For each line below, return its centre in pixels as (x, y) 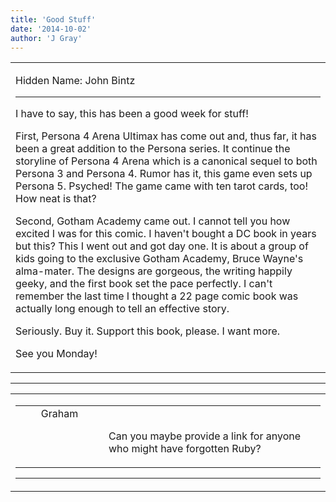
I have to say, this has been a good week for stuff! (132, 114)
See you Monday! (56, 354)
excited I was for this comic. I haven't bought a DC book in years (166, 234)
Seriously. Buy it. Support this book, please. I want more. (148, 331)
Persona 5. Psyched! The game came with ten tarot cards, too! (162, 186)
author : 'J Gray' (46, 38)
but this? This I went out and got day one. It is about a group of (162, 246)
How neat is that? (56, 199)
